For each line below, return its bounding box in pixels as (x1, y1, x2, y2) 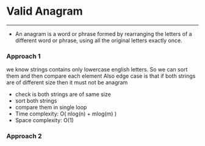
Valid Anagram (6, 4, 84, 18)
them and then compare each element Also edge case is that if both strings (6, 72, 196, 80)
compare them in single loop (15, 104, 87, 111)
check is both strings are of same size (15, 90, 111, 98)
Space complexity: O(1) (15, 117, 74, 124)
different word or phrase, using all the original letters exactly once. (15, 37, 182, 44)
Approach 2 (6, 132, 42, 141)
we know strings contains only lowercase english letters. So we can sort (6, 66, 188, 73)
